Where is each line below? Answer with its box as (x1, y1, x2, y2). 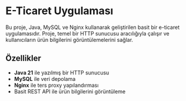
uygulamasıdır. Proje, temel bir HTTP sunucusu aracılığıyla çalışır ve (5, 30, 170, 37)
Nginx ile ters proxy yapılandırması (14, 82, 99, 89)
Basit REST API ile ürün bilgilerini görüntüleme (14, 87, 126, 95)
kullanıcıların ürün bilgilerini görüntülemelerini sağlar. (5, 36, 134, 43)
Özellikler (5, 53, 42, 63)
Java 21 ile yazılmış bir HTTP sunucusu (14, 69, 109, 76)
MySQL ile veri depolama (14, 75, 76, 82)
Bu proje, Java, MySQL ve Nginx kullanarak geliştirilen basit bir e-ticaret (5, 24, 180, 31)
